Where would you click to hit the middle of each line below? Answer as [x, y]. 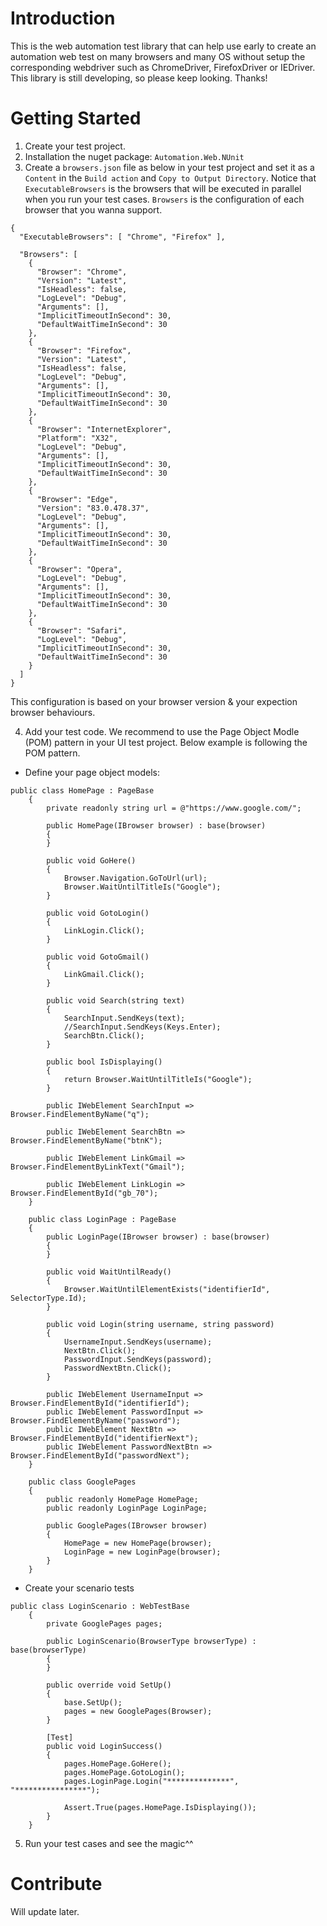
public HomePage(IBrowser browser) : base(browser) [156, 825]
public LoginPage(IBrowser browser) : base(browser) [158, 1237]
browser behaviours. [53, 712]
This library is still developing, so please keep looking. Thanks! [139, 78]
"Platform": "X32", [77, 438]
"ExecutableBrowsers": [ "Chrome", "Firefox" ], [122, 237]
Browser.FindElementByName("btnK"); [86, 1140]
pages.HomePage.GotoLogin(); [124, 1772]
